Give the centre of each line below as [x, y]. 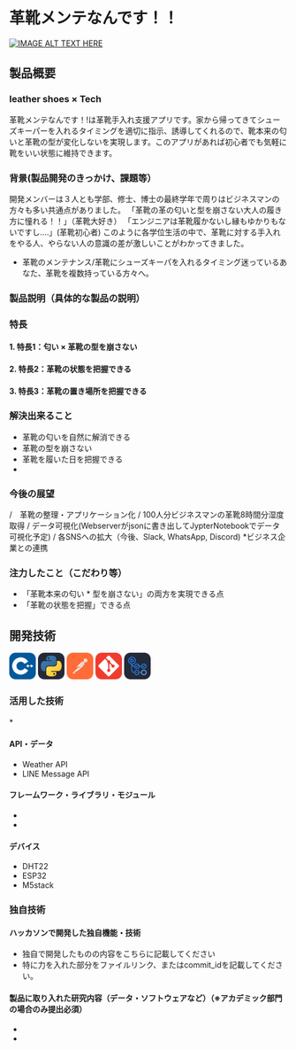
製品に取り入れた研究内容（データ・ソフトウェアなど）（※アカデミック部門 [146, 998]
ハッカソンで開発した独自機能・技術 [75, 932]
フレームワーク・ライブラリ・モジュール [83, 795]
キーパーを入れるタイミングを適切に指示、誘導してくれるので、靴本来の [148, 130]
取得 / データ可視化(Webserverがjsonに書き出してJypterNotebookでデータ [145, 526]
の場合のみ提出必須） [48, 1009]
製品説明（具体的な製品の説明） [77, 298]
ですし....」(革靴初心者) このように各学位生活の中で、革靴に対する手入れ [148, 232]
